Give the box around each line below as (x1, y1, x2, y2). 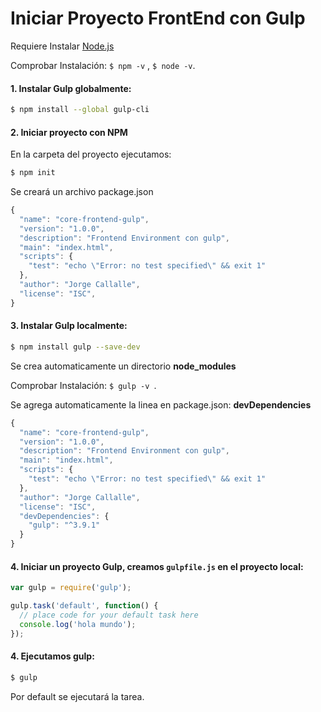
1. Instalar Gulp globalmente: (10, 82, 132, 94)
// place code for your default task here (19, 610, 199, 620)
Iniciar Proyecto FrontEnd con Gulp (10, 7, 306, 30)
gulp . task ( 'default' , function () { (10, 601, 159, 611)
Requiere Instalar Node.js (10, 40, 115, 52)
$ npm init (10, 168, 56, 178)
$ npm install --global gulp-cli (10, 105, 150, 115)
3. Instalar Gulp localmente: (10, 320, 128, 332)
